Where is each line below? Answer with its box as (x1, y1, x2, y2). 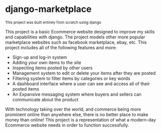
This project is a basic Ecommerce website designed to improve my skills (5, 28, 155, 34)
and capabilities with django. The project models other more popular (5, 34, 146, 40)
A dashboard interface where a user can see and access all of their (12, 81, 150, 87)
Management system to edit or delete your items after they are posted (12, 70, 156, 76)
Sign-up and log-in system (12, 54, 67, 60)
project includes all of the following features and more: (5, 44, 117, 50)
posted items (12, 86, 39, 92)
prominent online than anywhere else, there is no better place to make (5, 111, 149, 118)
